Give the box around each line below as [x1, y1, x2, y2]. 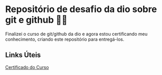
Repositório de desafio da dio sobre [5, 4, 157, 15]
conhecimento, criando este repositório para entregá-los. [5, 36, 125, 42]
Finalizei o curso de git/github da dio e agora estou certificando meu [5, 31, 148, 37]
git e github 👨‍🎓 [5, 14, 68, 26]
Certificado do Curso [5, 64, 49, 70]
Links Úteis [5, 51, 41, 59]
